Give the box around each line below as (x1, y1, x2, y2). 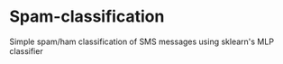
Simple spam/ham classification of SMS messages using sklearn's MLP (9, 36, 275, 47)
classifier (9, 45, 43, 56)
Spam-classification (9, 6, 165, 27)
